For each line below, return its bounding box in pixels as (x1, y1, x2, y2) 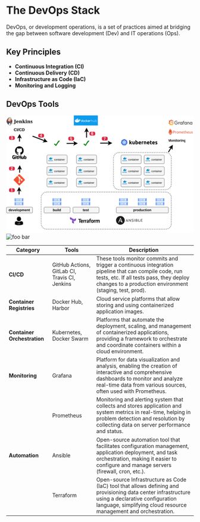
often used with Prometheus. (96, 388, 167, 395)
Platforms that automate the (96, 316, 165, 323)
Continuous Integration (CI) (14, 63, 85, 70)
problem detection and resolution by (96, 415, 185, 422)
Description (129, 246, 159, 254)
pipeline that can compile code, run (96, 268, 183, 275)
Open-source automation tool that (96, 436, 180, 443)
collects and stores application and (96, 402, 182, 409)
